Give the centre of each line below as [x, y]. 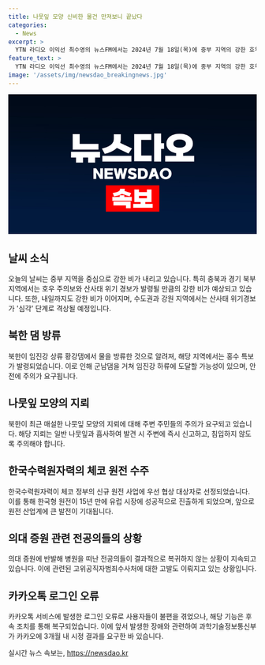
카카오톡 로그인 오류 [54, 596]
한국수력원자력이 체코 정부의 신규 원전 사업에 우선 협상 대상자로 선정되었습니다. [129, 491]
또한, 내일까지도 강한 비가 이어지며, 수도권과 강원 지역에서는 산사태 [127, 299]
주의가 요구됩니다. [50, 376]
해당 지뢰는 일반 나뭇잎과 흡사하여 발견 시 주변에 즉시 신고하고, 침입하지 [128, 434]
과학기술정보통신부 [228, 626]
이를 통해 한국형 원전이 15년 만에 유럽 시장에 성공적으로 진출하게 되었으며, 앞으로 [131, 501]
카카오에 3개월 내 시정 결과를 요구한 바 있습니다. [90, 637]
